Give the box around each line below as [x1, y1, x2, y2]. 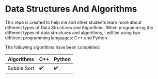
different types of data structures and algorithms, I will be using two [5, 30, 141, 35]
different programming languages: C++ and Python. [5, 35, 109, 41]
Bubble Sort [7, 65, 35, 72]
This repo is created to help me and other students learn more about [5, 19, 142, 25]
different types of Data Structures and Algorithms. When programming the [5, 24, 154, 30]
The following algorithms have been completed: [5, 44, 100, 50]
